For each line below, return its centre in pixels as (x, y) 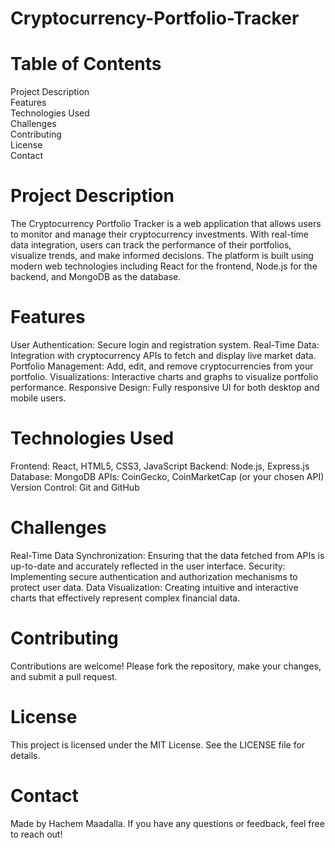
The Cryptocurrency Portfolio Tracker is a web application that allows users (166, 224)
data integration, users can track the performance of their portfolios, (151, 245)
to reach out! (36, 834)
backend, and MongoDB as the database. (96, 277)
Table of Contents (86, 64)
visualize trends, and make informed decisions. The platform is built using (162, 256)
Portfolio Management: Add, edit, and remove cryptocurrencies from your (162, 366)
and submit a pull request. (64, 676)
